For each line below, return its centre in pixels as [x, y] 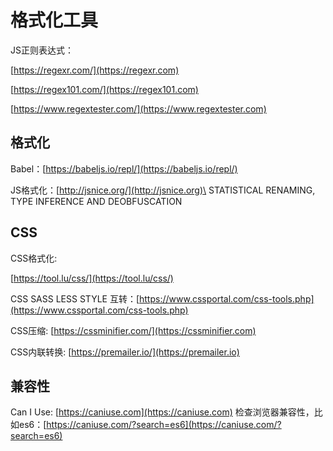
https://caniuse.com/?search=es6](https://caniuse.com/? [164, 425]
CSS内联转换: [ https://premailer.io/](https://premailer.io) [125, 352]
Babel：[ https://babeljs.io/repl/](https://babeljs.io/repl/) [124, 168]
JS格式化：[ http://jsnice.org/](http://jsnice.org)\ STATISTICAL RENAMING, [163, 190]
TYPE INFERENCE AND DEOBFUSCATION [96, 201]
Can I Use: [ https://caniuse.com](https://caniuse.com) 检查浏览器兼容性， [162, 412]
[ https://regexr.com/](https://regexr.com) [95, 70]
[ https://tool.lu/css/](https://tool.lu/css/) [92, 278]
